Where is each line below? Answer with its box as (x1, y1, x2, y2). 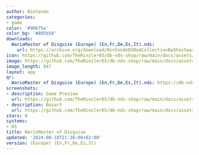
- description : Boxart (6, 101, 62, 108)
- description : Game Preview (6, 91, 78, 97)
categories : (6, 14, 36, 20)
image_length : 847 (6, 63, 52, 70)
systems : (6, 118, 28, 124)
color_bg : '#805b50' (6, 31, 57, 37)
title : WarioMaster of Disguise (6, 129, 86, 136)
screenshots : (6, 85, 38, 91)
